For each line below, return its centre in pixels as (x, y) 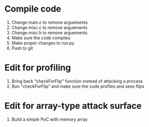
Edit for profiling (38, 68)
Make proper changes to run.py (43, 43)
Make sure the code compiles (41, 38)
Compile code (33, 9)
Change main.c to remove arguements (49, 22)
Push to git (22, 48)
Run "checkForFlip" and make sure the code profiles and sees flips (78, 86)
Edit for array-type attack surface (73, 106)
